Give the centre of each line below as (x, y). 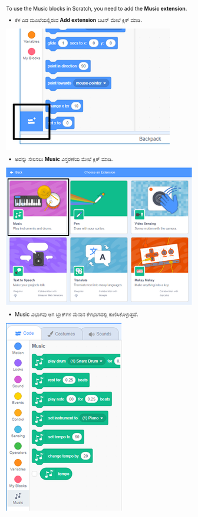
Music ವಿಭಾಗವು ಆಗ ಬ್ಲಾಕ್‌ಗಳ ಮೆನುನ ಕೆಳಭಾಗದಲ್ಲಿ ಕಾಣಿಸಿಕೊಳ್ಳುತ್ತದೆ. (76, 314)
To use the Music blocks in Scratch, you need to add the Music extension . (97, 9)
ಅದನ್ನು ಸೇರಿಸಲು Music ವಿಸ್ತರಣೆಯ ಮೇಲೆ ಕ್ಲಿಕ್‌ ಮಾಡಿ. (64, 159)
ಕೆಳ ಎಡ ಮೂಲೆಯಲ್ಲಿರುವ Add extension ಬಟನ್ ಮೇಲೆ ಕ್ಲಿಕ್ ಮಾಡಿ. (78, 20)
